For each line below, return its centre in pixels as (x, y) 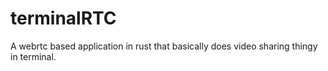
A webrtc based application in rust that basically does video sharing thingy (164, 46)
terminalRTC (63, 18)
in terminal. (33, 56)
